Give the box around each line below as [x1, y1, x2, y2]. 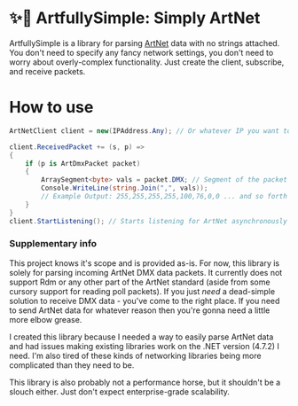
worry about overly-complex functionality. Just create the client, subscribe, [9, 57, 285, 67]
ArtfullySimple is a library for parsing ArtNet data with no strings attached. [9, 37, 280, 48]
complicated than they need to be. [9, 359, 135, 371]
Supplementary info [9, 238, 98, 250]
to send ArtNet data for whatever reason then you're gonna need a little [9, 305, 271, 316]
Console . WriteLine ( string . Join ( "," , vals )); [41, 183, 208, 193]
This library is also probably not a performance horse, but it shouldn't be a [9, 377, 281, 387]
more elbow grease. [9, 314, 82, 324]
